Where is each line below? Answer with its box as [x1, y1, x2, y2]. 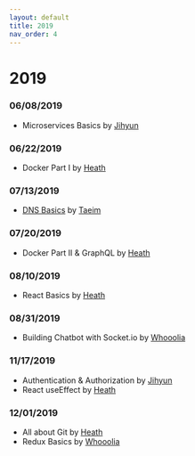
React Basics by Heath [21, 290, 105, 301]
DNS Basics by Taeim [21, 205, 102, 216]
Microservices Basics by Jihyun [21, 119, 140, 130]
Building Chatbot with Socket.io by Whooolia [21, 332, 186, 343]
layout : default [9, 12, 69, 22]
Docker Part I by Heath [21, 162, 107, 174]
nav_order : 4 [9, 29, 58, 38]
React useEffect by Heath [21, 384, 117, 395]
